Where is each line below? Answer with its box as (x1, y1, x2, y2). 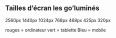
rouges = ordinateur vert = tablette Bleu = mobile (5, 27, 106, 33)
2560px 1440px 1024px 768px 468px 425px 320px (5, 17, 111, 23)
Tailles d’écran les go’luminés (5, 4, 99, 12)
